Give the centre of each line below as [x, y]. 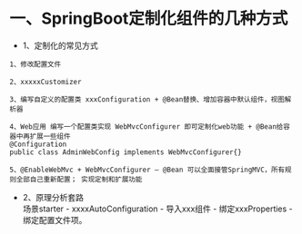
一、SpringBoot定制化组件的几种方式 [149, 19]
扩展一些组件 [50, 136]
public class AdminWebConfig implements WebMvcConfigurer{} [126, 152]
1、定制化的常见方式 [60, 45]
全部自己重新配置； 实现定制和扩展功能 [79, 179]
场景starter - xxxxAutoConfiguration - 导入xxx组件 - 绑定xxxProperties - [157, 209]
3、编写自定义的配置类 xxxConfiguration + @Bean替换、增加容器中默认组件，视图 [147, 99]
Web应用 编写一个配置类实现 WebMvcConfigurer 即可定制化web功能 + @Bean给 [152, 127]
